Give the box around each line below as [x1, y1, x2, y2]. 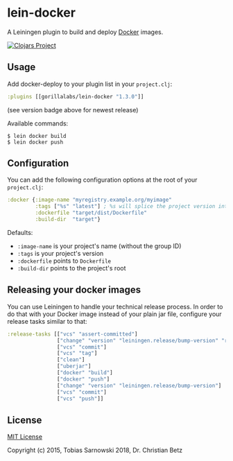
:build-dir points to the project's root [17, 263, 126, 272]
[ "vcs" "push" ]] [56, 395, 104, 402]
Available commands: [7, 119, 69, 128]
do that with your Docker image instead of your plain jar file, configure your [7, 310, 222, 318]
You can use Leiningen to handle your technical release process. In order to [7, 302, 223, 311]
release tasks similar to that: [7, 317, 88, 325]
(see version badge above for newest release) [7, 105, 139, 114]
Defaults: [7, 228, 33, 236]
